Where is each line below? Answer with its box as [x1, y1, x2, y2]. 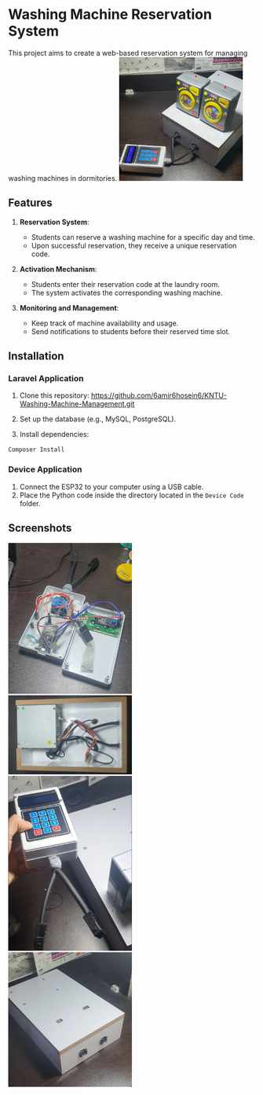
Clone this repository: [19, 391, 89, 400]
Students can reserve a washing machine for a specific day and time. [31, 232, 255, 241]
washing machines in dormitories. [8, 173, 118, 182]
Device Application [8, 464, 82, 475]
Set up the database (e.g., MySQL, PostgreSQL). [19, 414, 177, 424]
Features [8, 197, 53, 210]
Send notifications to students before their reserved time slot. [31, 326, 230, 336]
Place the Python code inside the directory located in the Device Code [19, 490, 245, 500]
